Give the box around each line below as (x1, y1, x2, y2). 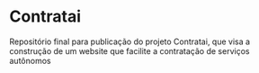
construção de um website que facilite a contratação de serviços (9, 45, 250, 56)
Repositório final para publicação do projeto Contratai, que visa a (9, 36, 250, 47)
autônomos (9, 55, 51, 66)
